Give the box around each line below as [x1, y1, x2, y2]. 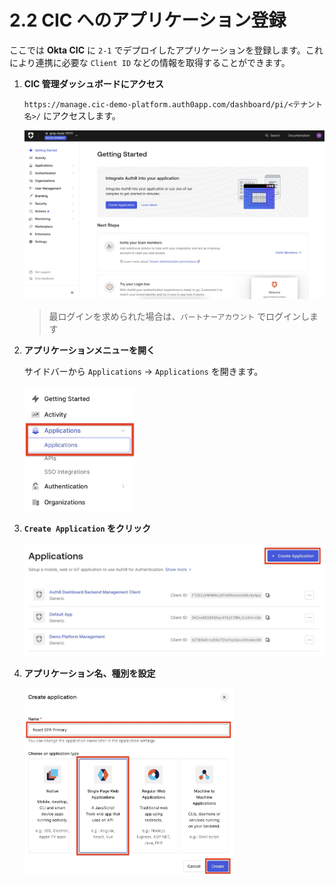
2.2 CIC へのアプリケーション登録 [9, 9, 287, 32]
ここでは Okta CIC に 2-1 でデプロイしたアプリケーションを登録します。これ [9, 44, 324, 56]
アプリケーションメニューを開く [23, 344, 156, 356]
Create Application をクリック [23, 522, 151, 534]
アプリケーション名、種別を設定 [23, 667, 156, 679]
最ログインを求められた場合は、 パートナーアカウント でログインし [48, 310, 310, 322]
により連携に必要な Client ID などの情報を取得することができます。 [9, 56, 291, 68]
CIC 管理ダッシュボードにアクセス [23, 77, 165, 90]
